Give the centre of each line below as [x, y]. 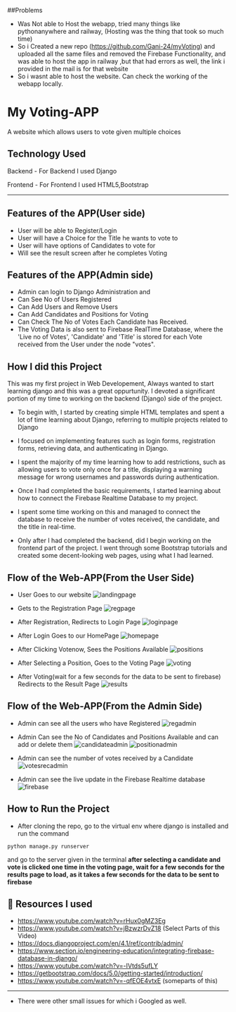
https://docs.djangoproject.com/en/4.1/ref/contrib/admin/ [100, 944]
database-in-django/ [47, 958]
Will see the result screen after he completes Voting [92, 252]
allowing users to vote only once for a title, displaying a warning [110, 470]
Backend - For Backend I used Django [62, 171]
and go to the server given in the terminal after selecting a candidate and [114, 859]
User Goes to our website [54, 595]
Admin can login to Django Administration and [84, 292]
